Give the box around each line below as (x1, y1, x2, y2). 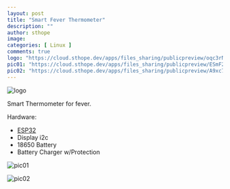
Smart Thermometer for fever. (7, 99, 92, 108)
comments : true (7, 49, 51, 55)
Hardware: (7, 112, 37, 121)
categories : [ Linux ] (7, 42, 72, 49)
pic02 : (7, 67, 26, 74)
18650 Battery (16, 140, 57, 149)
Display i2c (16, 133, 49, 141)
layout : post (7, 10, 44, 17)
